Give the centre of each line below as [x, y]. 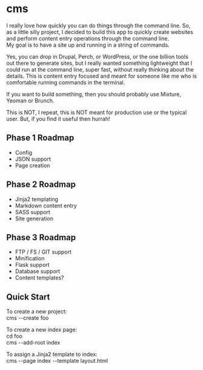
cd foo [15, 336]
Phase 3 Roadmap [41, 237]
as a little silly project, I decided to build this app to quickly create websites [100, 32]
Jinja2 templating [37, 199]
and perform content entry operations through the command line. [88, 38]
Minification [30, 258]
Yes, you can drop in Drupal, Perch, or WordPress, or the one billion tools [98, 56]
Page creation [32, 165]
